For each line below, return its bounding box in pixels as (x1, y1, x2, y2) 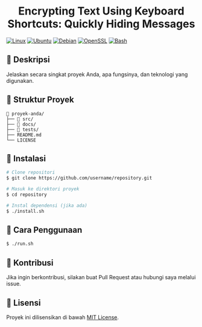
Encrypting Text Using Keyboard (17, 4, 185, 18)
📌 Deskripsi (6, 54, 50, 65)
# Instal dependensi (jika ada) (6, 202, 87, 209)
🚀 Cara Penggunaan (6, 225, 83, 235)
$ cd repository (6, 192, 47, 198)
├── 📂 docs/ (6, 121, 36, 128)
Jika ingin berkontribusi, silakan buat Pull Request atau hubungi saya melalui (6, 274, 196, 281)
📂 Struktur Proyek (6, 95, 74, 105)
